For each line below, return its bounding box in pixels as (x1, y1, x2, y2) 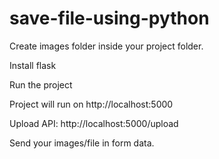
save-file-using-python (9, 7, 210, 30)
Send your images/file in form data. (9, 137, 155, 149)
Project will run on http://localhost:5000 (9, 98, 174, 110)
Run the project (9, 78, 73, 91)
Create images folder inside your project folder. (9, 40, 204, 52)
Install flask (9, 59, 57, 71)
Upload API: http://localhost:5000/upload (9, 117, 179, 129)
